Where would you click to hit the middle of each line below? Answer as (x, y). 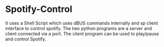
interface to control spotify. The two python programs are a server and (79, 28)
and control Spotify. (26, 39)
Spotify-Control (39, 9)
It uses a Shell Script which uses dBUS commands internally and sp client (81, 23)
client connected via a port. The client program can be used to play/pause (82, 33)
